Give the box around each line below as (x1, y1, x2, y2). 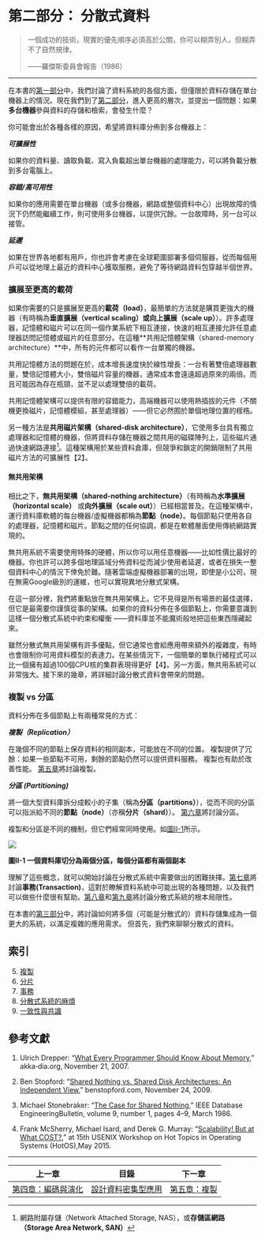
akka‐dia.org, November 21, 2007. (19, 1062, 129, 1071)
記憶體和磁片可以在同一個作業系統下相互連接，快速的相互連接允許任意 (21, 323, 250, 332)
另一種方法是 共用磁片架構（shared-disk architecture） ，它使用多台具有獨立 (8, 423, 254, 433)
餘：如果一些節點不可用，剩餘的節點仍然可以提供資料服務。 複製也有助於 (8, 755, 245, 764)
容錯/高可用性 (8, 182, 53, 192)
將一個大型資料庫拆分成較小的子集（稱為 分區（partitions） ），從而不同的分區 (8, 798, 256, 807)
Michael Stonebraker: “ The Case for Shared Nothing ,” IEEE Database (19, 1100, 243, 1110)
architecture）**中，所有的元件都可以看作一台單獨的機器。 (8, 343, 200, 352)
